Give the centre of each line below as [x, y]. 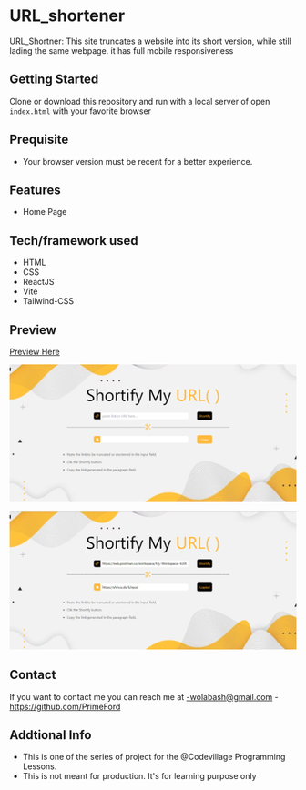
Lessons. [40, 766]
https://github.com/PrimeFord [65, 706]
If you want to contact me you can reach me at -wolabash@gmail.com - [144, 696]
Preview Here [35, 352]
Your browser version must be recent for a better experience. [138, 161]
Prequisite [39, 140]
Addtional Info [51, 735]
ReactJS [38, 282]
